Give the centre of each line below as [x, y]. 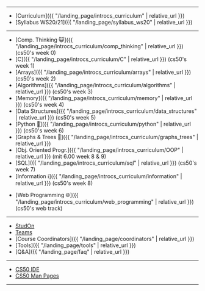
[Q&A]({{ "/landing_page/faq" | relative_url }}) [72, 252]
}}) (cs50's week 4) [40, 105]
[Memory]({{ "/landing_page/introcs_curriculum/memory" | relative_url [104, 98]
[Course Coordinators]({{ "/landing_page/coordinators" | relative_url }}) [105, 239]
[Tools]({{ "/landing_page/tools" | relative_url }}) [75, 245]
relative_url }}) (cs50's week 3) [54, 92]
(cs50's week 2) [35, 79]
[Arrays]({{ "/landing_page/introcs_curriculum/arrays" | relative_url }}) [103, 72]
